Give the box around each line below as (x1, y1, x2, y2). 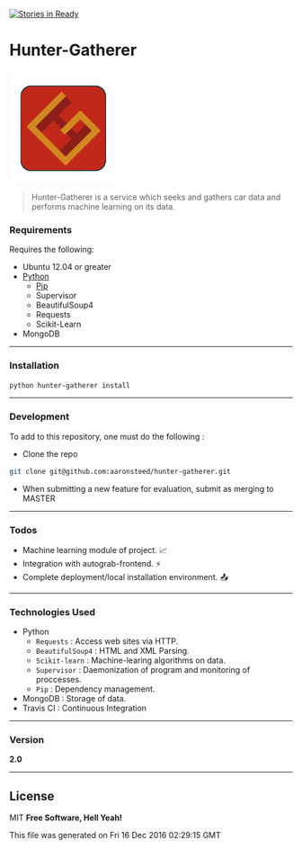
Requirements (9, 223, 73, 236)
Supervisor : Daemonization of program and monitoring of (35, 665, 251, 675)
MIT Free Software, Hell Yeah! (9, 812, 123, 823)
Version (9, 734, 45, 746)
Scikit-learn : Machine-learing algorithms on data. (35, 655, 226, 666)
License (9, 788, 55, 804)
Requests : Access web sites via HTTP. (35, 636, 178, 647)
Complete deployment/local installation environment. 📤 (22, 571, 229, 582)
